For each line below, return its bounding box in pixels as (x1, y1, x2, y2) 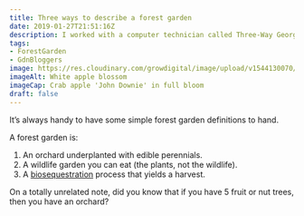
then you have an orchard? (9, 196, 109, 207)
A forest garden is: (9, 132, 79, 142)
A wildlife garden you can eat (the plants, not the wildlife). (22, 159, 238, 170)
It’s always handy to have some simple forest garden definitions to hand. (9, 114, 279, 125)
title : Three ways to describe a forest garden (9, 13, 193, 23)
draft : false (9, 89, 59, 98)
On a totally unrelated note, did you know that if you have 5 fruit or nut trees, (9, 186, 294, 197)
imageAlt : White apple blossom (9, 73, 128, 82)
